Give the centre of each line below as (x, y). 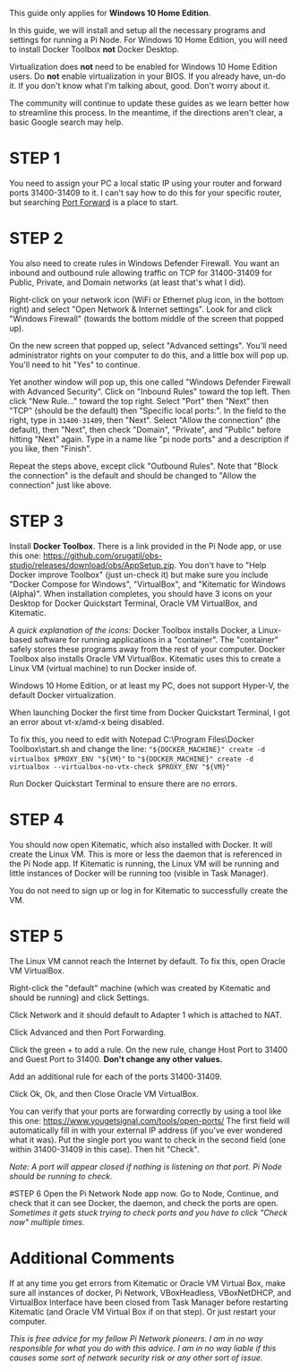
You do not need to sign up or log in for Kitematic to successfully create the (149, 890)
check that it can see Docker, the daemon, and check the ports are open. (144, 1203)
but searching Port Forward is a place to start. (94, 202)
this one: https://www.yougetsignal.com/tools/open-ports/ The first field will (150, 1120)
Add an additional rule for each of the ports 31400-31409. (116, 1076)
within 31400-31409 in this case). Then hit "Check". (104, 1149)
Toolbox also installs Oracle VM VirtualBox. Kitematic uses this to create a (145, 659)
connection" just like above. (60, 485)
